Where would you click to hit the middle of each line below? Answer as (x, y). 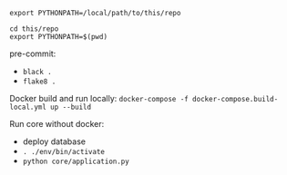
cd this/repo (34, 29)
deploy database (54, 141)
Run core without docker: (57, 124)
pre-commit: (33, 53)
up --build (71, 107)
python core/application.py (76, 161)
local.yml (28, 107)
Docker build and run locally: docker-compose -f (99, 98)
